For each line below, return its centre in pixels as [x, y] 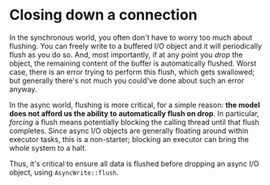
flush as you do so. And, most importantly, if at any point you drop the [126, 54]
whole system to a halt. [48, 148]
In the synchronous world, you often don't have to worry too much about [131, 37]
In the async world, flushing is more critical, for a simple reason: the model [135, 105]
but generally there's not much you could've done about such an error [127, 80]
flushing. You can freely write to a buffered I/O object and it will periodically [136, 45]
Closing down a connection [103, 15]
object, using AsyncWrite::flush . [64, 172]
